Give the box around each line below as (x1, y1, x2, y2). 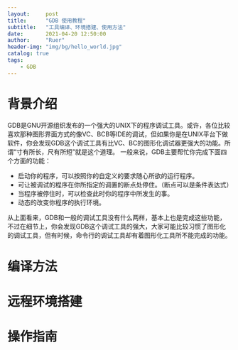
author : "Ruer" (7, 37, 65, 44)
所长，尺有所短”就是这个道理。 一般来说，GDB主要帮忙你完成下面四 (28, 147, 227, 156)
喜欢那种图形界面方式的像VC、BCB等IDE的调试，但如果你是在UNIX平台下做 (7, 129, 229, 138)
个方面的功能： (7, 156, 51, 165)
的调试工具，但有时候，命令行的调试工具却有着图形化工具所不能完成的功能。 (7, 231, 232, 239)
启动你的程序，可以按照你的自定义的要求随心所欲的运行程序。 (17, 171, 199, 180)
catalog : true (7, 50, 50, 58)
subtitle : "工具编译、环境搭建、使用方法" (7, 23, 126, 31)
